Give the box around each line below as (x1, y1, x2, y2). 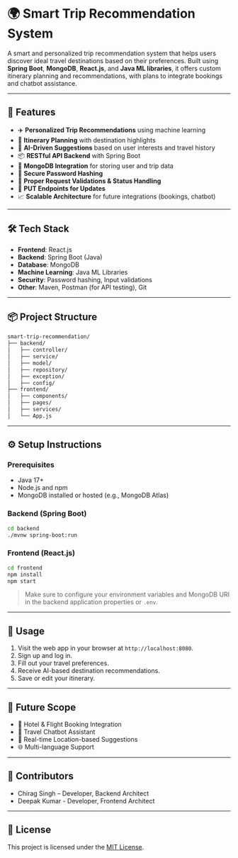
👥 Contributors (7, 770, 74, 782)
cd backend (7, 525, 40, 532)
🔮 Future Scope (7, 701, 76, 713)
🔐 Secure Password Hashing (17, 169, 103, 177)
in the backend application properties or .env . (24, 598, 158, 606)
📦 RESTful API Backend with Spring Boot (17, 151, 141, 160)
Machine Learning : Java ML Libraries (17, 267, 128, 277)
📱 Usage (7, 625, 45, 637)
